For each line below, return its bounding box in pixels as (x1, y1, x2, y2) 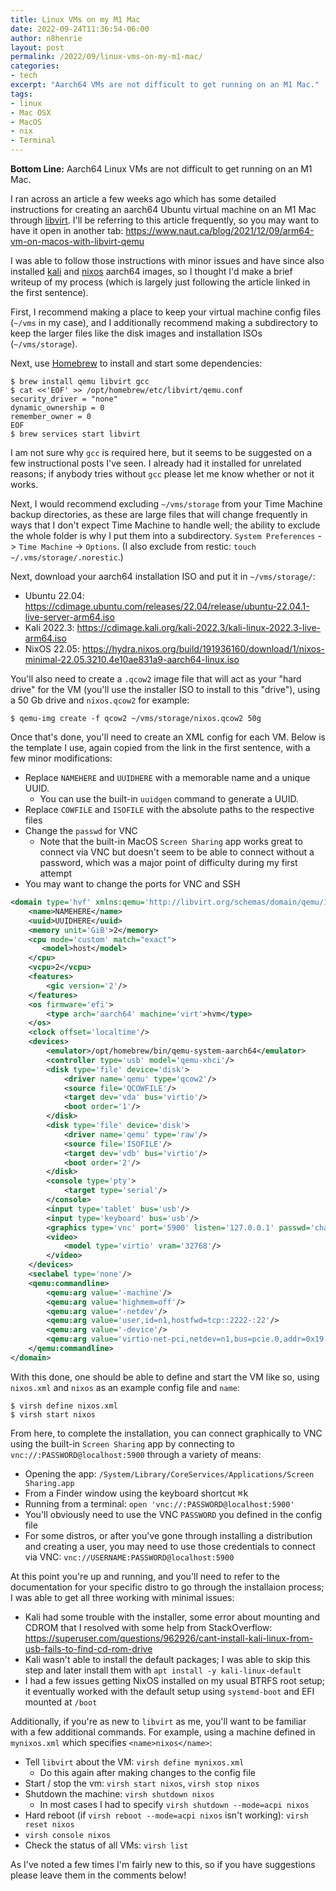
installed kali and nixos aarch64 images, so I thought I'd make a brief (10, 266, 293, 277)
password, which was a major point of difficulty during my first (39, 857, 298, 868)
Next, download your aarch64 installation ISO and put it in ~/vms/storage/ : (10, 571, 316, 582)
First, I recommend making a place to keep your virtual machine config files (10, 306, 322, 318)
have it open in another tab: (10, 225, 124, 236)
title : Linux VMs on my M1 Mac (10, 14, 141, 25)
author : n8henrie (10, 33, 83, 43)
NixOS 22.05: (24, 643, 80, 655)
